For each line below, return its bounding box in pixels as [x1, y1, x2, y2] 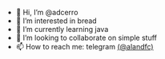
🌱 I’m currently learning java [15, 25, 109, 33]
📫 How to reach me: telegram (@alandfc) [15, 42, 154, 51]
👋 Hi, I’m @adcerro [15, 8, 78, 17]
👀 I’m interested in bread [15, 16, 98, 26]
